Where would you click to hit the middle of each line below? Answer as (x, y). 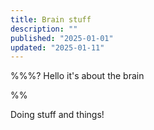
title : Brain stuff (51, 19)
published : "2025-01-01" (62, 38)
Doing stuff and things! (57, 115)
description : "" (44, 29)
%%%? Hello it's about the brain (77, 76)
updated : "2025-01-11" (57, 47)
